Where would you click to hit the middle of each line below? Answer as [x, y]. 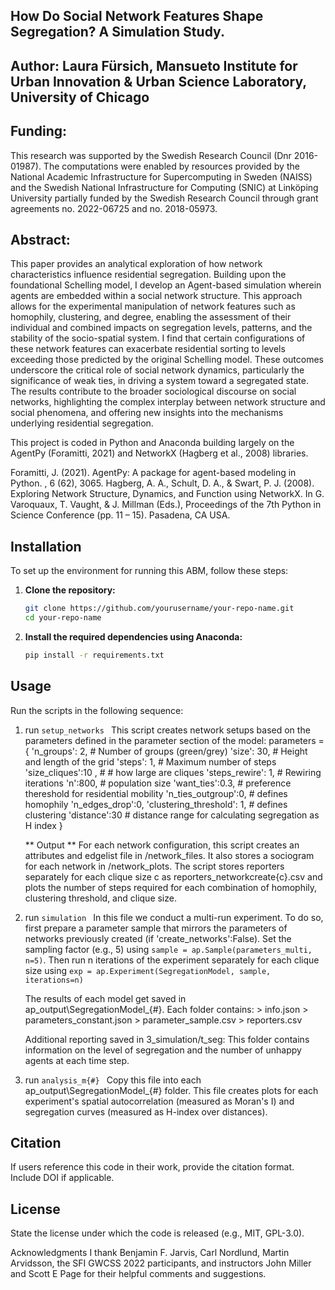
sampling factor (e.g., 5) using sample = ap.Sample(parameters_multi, [168, 949]
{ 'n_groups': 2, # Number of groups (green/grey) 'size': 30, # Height [166, 751]
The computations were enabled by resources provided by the [171, 166]
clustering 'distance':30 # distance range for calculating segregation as [172, 815]
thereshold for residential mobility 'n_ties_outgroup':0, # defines [156, 793]
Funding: [39, 131]
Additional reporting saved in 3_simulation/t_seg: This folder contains [167, 1039]
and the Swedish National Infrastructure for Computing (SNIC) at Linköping [164, 187]
